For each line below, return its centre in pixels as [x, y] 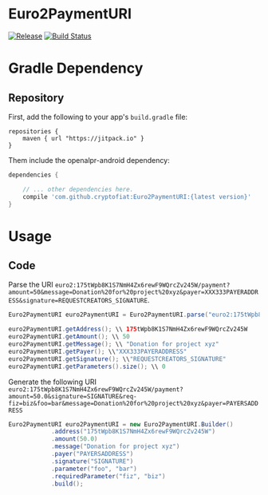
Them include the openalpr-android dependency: [89, 160]
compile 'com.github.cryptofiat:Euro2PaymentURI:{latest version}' [137, 196]
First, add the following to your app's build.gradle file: [98, 117]
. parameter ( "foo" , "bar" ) [94, 469]
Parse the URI [31, 285]
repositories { [33, 131]
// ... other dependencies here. [78, 189]
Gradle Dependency [76, 68]
